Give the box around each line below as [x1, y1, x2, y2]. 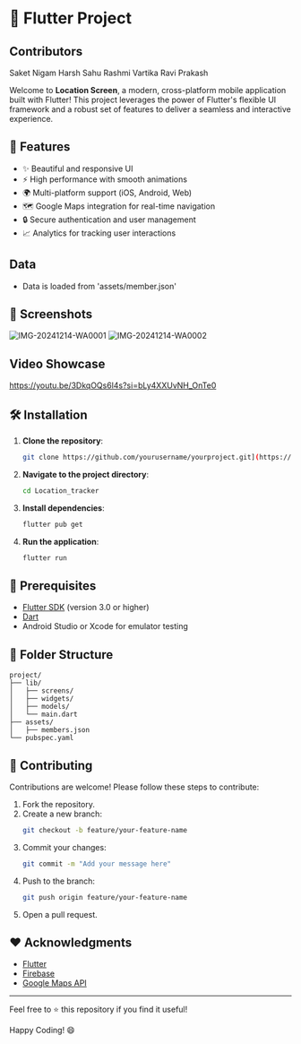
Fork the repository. [21, 799, 96, 809]
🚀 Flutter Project [9, 8, 133, 29]
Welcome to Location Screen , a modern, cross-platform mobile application [9, 85, 287, 95]
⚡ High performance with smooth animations [21, 174, 188, 185]
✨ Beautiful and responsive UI [21, 163, 133, 174]
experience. [9, 114, 54, 124]
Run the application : [21, 536, 99, 547]
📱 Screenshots [9, 306, 93, 322]
